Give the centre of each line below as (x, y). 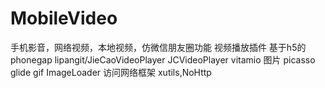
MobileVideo (64, 18)
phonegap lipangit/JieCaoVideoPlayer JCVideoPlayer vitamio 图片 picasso (163, 59)
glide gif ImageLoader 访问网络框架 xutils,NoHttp (111, 72)
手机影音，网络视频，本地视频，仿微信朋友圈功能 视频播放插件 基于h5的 (158, 47)
